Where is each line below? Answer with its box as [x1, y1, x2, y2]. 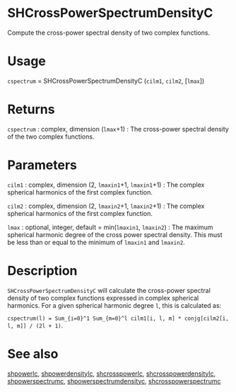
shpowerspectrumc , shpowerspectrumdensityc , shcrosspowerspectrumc [7, 376, 221, 385]
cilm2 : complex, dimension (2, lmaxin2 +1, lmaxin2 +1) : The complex [7, 202, 205, 210]
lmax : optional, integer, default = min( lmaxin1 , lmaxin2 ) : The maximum [7, 223, 213, 231]
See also [7, 345, 59, 362]
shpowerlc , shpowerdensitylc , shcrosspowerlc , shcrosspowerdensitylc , [7, 369, 216, 378]
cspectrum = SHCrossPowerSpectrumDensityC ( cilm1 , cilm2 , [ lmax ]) [7, 76, 205, 85]
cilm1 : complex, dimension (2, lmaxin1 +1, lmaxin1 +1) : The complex [7, 180, 205, 189]
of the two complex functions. [7, 132, 95, 141]
